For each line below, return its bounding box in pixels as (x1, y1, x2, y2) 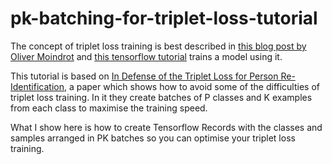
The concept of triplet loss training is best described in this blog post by (10, 40, 307, 52)
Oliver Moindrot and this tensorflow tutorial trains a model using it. (10, 50, 283, 62)
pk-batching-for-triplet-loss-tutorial (10, 7, 318, 30)
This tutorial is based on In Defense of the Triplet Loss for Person (10, 70, 279, 82)
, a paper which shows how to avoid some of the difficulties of (63, 80, 321, 92)
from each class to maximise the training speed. (10, 102, 208, 114)
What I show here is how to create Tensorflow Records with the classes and (10, 121, 323, 133)
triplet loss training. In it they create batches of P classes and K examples (10, 91, 313, 103)
